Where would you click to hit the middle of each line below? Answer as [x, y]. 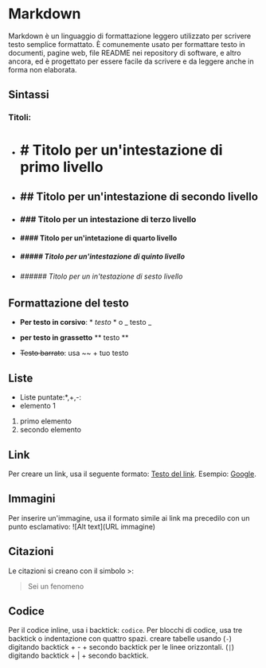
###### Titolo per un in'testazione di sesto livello [101, 276]
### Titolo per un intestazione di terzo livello [108, 219]
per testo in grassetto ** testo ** [74, 338]
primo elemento [46, 421]
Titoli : [20, 118]
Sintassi [29, 95]
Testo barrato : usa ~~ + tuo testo [74, 353]
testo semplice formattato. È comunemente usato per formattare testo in [127, 44]
